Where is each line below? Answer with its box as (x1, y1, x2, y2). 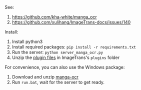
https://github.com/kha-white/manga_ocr (11, 14, 97, 19)
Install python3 (11, 38, 43, 44)
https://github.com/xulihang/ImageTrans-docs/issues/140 (11, 19, 131, 25)
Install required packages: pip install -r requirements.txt (11, 44, 136, 49)
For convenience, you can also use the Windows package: (4, 64, 125, 70)
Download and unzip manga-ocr (11, 74, 78, 79)
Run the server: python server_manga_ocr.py (11, 49, 103, 55)
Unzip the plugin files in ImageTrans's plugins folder (11, 54, 120, 60)
